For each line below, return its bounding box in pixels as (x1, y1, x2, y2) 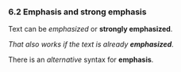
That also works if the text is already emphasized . (8, 40, 175, 49)
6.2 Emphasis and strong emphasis (8, 6, 147, 17)
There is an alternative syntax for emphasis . (8, 55, 154, 65)
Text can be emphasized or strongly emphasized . (8, 25, 173, 34)
